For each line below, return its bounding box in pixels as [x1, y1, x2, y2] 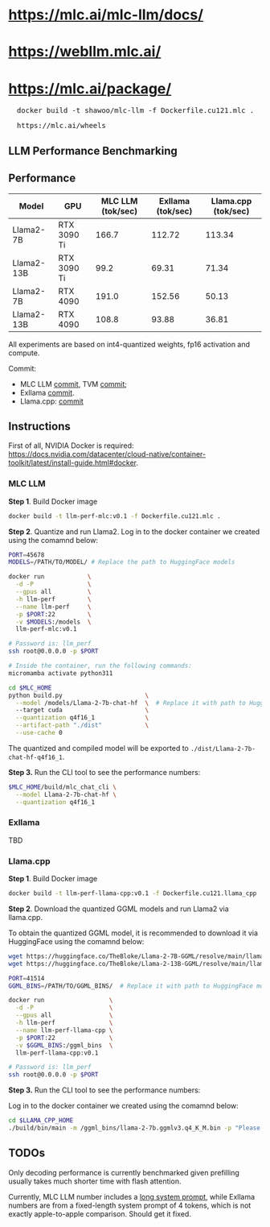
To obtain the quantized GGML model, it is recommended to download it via [8, 928, 259, 938]
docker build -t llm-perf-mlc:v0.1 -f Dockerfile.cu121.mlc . [8, 512, 221, 520]
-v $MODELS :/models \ [15, 618, 92, 626]
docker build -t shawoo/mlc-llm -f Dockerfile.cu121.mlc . [16, 106, 255, 115]
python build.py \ [8, 691, 149, 699]
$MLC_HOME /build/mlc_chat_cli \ [8, 783, 117, 791]
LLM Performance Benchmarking [8, 143, 178, 158]
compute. [8, 348, 40, 358]
